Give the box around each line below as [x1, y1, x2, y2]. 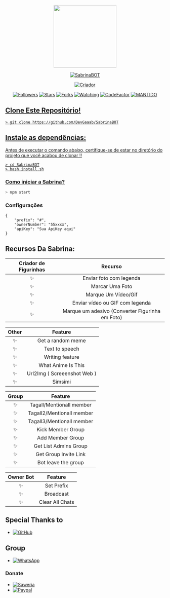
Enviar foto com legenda [82, 274, 141, 281]
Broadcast [44, 490, 69, 497]
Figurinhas [18, 266, 46, 273]
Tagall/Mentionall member [29, 401, 92, 408]
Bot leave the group [37, 459, 84, 466]
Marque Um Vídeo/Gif [86, 291, 138, 298]
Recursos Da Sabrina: [5, 245, 75, 253]
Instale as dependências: [5, 133, 87, 142]
